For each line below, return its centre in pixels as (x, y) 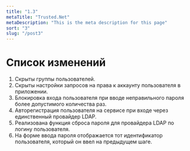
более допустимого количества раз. (60, 104)
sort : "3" (18, 28)
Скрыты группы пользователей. (55, 79)
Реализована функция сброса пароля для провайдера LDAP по (94, 123)
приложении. (31, 91)
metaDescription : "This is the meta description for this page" (87, 22)
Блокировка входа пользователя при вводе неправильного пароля (99, 98)
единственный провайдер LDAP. (55, 117)
